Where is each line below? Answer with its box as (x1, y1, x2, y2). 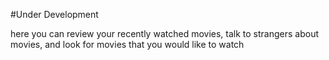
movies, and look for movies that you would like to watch (10, 39, 245, 50)
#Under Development (10, 9, 99, 20)
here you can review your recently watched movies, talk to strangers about (10, 28, 320, 39)
